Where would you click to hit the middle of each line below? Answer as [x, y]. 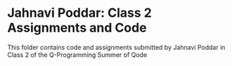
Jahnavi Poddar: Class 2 [80, 13]
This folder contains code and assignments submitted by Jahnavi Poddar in [116, 47]
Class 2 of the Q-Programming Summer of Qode [77, 55]
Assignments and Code [77, 28]
